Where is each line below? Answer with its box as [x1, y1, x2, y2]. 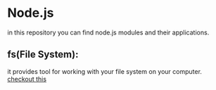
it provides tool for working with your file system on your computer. [7, 67, 203, 75]
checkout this [7, 75, 47, 83]
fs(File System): [7, 49, 79, 60]
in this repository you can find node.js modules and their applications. [7, 28, 210, 37]
